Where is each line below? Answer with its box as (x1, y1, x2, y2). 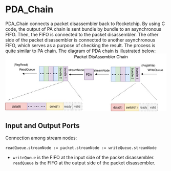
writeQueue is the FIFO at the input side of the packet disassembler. (12, 155, 155, 161)
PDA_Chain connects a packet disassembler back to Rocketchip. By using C (5, 20, 165, 27)
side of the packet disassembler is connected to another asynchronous (5, 37, 156, 43)
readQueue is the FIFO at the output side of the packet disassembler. (12, 160, 156, 166)
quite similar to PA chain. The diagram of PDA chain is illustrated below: (5, 48, 156, 54)
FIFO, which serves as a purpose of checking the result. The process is (5, 42, 156, 48)
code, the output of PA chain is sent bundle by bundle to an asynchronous (5, 26, 162, 32)
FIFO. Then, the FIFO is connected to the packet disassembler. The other (5, 31, 159, 37)
